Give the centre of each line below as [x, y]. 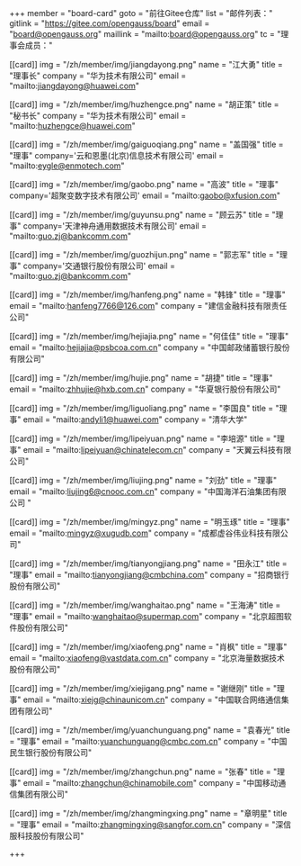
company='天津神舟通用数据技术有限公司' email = [115, 226]
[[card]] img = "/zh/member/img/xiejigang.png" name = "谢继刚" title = [140, 688]
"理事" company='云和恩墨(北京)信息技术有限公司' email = [117, 155]
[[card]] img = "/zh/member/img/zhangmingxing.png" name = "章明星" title [148, 813]
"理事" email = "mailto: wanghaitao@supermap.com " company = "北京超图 [147, 616]
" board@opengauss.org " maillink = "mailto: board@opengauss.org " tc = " [145, 34]
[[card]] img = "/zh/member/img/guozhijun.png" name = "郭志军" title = [142, 254]
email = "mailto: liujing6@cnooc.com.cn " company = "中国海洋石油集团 [140, 492]
